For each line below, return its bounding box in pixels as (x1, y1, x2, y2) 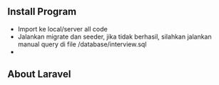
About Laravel (7, 68, 71, 81)
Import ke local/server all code (17, 24, 108, 33)
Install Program (7, 6, 77, 18)
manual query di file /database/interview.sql (17, 39, 147, 49)
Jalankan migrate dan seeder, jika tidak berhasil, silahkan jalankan (17, 32, 212, 41)
